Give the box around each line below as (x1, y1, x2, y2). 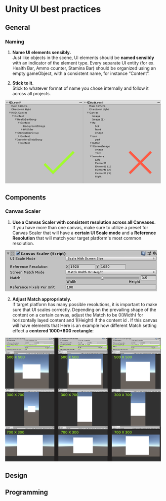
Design (5, 471, 28, 480)
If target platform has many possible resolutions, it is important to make (12, 301, 158, 307)
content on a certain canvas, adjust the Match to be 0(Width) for (12, 312, 143, 318)
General (5, 23, 31, 32)
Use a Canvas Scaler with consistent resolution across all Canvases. (12, 219, 156, 225)
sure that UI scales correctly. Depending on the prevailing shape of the (12, 307, 157, 313)
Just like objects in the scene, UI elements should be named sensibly (12, 55, 155, 61)
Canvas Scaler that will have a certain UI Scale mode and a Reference (12, 230, 157, 236)
